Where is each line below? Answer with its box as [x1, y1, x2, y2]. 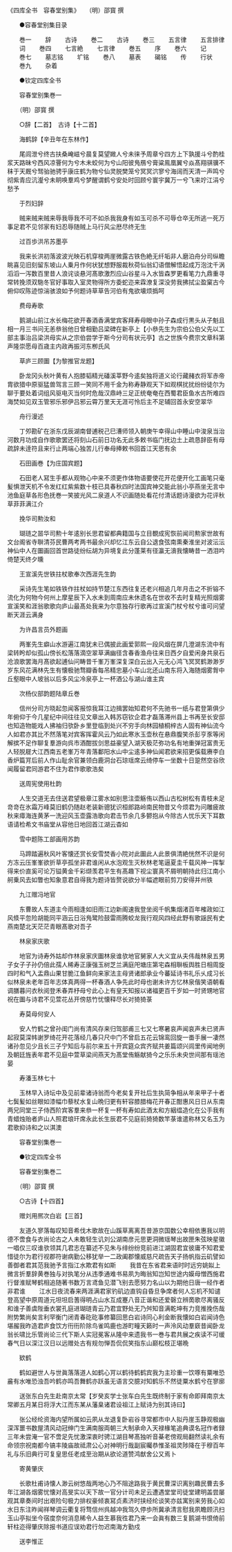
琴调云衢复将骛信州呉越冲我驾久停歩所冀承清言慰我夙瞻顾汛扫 [49, 1506, 225, 1513]
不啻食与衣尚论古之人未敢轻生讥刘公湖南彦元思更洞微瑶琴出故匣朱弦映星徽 [12, 1235, 225, 1243]
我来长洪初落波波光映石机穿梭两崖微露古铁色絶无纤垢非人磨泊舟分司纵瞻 [19, 252, 225, 260]
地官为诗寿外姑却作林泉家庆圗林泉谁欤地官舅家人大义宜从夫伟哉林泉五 [19, 952, 219, 960]
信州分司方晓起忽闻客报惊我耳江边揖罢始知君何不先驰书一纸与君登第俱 [19, 704, 219, 712]
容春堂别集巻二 [19, 1167, 62, 1176]
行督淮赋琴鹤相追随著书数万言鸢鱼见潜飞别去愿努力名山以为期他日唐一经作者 [7, 1278, 225, 1287]
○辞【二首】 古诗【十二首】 [19, 121, 101, 128]
